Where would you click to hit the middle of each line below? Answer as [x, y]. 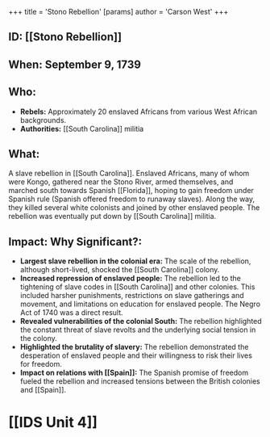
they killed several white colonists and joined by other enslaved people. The [134, 208]
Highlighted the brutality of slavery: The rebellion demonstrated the [134, 347]
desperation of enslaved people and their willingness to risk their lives [136, 355]
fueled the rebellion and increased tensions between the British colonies [140, 381]
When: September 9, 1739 [75, 64]
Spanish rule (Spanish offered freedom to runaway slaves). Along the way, [132, 199]
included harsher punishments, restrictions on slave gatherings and [132, 296]
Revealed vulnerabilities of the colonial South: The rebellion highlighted [141, 321]
